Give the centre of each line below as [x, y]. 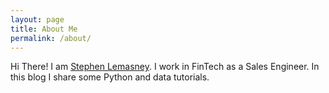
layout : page [37, 19]
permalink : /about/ [51, 38]
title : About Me [44, 29]
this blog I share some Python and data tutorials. [110, 77]
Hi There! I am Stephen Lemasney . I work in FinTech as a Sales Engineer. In [165, 67]
